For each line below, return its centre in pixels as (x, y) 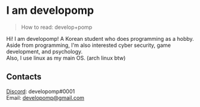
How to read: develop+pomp (56, 27)
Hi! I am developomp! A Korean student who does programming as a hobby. (100, 38)
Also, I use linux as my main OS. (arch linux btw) (66, 58)
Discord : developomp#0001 (41, 91)
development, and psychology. (45, 51)
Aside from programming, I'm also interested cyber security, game (89, 45)
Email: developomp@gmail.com (45, 97)
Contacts (24, 77)
